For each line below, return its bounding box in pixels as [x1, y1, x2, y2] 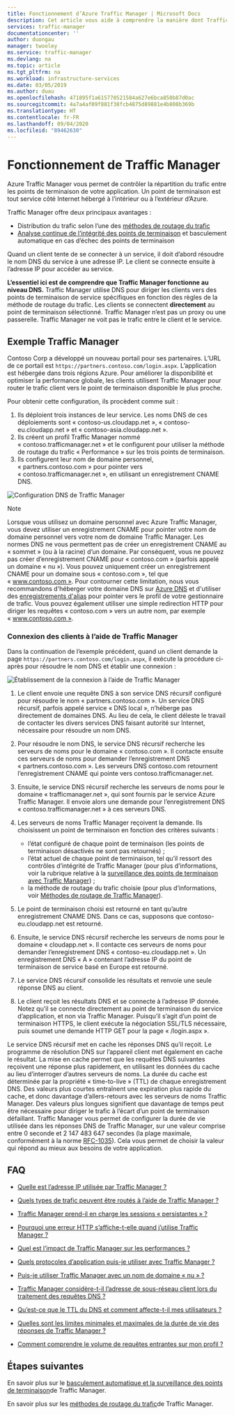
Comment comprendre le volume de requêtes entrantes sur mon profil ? [17, 1340, 224, 1349]
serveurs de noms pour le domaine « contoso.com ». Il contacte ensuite [17, 747, 224, 756]
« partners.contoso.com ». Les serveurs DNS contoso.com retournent [17, 762, 218, 770]
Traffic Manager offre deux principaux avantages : [7, 208, 152, 217]
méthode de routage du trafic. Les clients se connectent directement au [7, 300, 215, 309]
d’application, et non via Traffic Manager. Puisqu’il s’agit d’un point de [17, 1012, 217, 1020]
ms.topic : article [7, 62, 61, 69]
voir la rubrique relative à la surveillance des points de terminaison [27, 869, 219, 878]
